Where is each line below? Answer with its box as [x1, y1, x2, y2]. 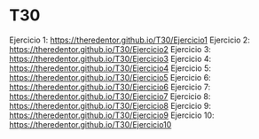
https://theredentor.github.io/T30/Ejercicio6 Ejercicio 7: [9, 81, 211, 92]
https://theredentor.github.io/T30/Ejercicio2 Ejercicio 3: [9, 43, 211, 54]
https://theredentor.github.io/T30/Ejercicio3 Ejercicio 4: [9, 53, 212, 64]
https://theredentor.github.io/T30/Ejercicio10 [9, 119, 172, 129]
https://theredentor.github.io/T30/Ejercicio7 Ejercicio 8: [9, 90, 211, 102]
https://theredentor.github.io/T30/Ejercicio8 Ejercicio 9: [9, 100, 211, 111]
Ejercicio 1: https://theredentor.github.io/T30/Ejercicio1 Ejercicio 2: [9, 35, 250, 45]
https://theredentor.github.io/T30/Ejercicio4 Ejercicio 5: [9, 63, 211, 73]
